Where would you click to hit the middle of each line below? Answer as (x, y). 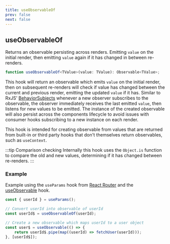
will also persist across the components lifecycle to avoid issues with (77, 114)
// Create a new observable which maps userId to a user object (75, 223)
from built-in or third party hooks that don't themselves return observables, (84, 135)
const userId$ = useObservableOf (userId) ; (51, 214)
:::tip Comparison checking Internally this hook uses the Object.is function (84, 150)
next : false (18, 19)
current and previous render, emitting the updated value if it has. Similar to (83, 93)
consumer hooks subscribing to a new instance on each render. (72, 120)
